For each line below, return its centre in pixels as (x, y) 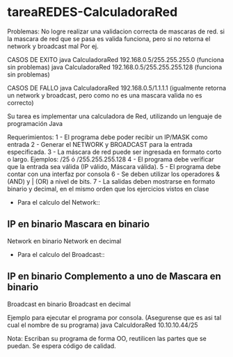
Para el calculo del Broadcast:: (61, 254)
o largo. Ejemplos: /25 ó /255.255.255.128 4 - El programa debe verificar (111, 159)
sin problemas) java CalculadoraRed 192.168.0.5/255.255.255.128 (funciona (115, 67)
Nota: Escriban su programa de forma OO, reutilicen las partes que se (107, 338)
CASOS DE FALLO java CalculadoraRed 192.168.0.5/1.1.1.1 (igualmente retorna (117, 88)
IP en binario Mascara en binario (79, 224)
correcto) (21, 102)
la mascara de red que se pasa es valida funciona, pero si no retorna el (109, 38)
